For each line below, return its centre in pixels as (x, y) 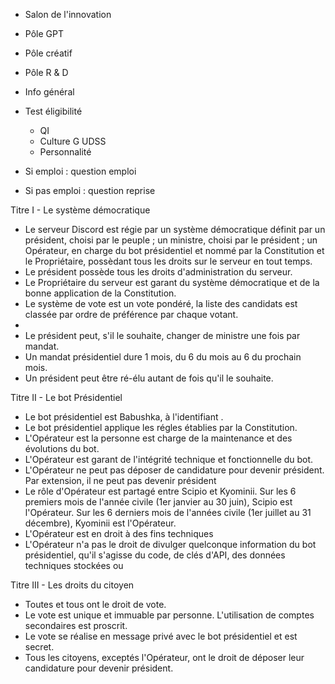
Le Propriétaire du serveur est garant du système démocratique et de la (172, 282)
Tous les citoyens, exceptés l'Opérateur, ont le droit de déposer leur (164, 657)
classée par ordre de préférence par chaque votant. (131, 314)
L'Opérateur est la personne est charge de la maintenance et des (158, 438)
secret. (39, 647)
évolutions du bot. (62, 448)
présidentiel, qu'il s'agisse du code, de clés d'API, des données (155, 555)
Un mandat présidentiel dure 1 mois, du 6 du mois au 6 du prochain (163, 357)
